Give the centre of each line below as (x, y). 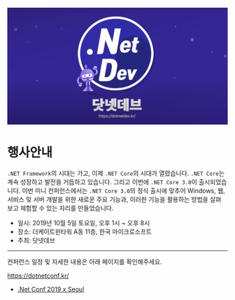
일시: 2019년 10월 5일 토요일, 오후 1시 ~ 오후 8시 (84, 223)
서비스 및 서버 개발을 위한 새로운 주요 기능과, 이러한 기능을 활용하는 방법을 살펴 (114, 200)
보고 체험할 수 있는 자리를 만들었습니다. (60, 208)
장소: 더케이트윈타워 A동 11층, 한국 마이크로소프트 (85, 232)
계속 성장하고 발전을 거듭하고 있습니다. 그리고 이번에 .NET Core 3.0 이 (102, 182)
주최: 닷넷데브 (36, 241)
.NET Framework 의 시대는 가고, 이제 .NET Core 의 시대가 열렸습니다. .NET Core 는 (116, 173)
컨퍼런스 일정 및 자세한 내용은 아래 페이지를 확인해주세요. (85, 262)
